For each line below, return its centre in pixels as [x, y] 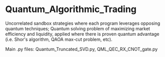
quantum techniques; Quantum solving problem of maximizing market [78, 28]
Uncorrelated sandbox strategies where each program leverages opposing [83, 23]
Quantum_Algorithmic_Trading [71, 9]
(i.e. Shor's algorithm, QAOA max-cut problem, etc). [59, 39]
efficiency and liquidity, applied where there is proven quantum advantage [82, 34]
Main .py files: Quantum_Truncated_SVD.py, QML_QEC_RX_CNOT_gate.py [81, 49]
